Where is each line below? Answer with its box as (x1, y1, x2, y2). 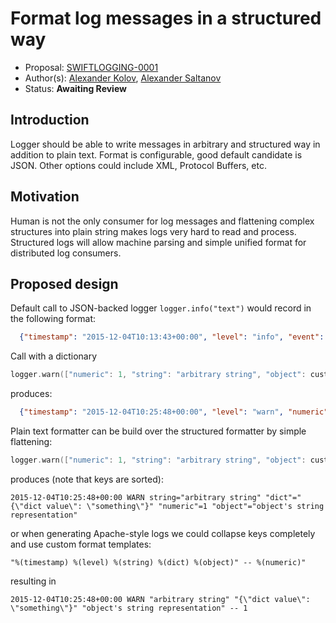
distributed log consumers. (10, 247, 122, 259)
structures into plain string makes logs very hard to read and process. (10, 225, 297, 237)
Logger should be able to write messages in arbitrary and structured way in (10, 138, 321, 150)
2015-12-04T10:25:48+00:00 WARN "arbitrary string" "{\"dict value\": (10, 594, 311, 604)
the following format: (10, 313, 97, 325)
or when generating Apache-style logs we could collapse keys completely (10, 527, 316, 539)
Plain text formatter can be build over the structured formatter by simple (10, 425, 307, 437)
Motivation (10, 188, 80, 206)
